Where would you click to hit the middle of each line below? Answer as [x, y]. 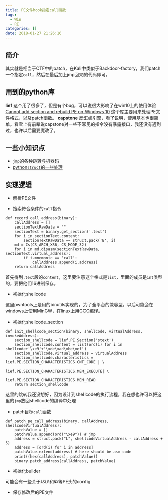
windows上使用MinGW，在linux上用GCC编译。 [54, 311]
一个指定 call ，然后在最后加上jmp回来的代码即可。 [58, 74]
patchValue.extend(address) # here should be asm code [73, 452]
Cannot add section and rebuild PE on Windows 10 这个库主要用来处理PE [81, 111]
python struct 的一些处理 [37, 167]
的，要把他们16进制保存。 [32, 283]
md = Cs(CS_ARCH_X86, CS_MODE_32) [50, 245]
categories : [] [21, 29]
